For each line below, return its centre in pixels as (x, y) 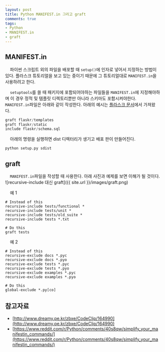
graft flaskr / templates (30, 120)
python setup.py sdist (28, 148)
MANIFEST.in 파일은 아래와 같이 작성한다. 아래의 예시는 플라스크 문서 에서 (74, 104)
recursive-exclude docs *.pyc (36, 256)
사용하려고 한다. (20, 82)
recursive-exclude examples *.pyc (41, 273)
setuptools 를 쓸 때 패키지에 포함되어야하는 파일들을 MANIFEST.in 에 (74, 92)
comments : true (21, 19)
